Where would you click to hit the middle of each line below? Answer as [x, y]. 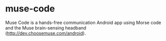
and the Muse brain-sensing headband [46, 27]
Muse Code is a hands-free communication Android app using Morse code [83, 22]
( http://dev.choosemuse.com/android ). [46, 33]
